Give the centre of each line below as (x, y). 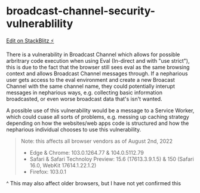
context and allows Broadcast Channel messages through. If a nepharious (97, 73)
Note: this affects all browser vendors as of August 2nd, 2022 (97, 141)
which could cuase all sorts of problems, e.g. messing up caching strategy (98, 117)
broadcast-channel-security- (81, 11)
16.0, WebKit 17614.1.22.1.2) (63, 165)
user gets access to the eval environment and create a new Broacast (90, 79)
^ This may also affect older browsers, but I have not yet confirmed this (93, 183)
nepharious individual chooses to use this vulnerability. (74, 129)
